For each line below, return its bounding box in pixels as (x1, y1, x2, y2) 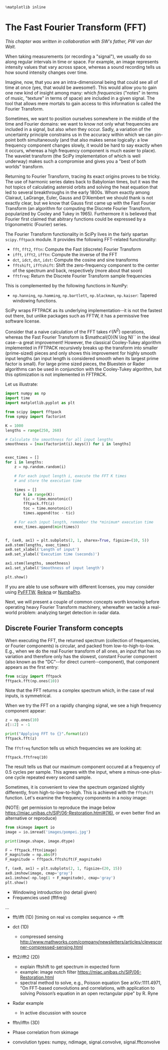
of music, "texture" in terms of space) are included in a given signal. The (5, 95, 155, 101)
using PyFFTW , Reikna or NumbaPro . (5, 589, 82, 595)
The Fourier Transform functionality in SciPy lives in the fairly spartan (5, 231, 148, 237)
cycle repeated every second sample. (14, 774, 92, 780)
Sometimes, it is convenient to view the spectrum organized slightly (5, 784, 145, 790)
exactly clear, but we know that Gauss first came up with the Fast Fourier (5, 200, 156, 206)
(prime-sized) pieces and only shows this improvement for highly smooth (5, 350, 156, 356)
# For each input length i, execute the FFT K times (14, 473, 127, 478)
